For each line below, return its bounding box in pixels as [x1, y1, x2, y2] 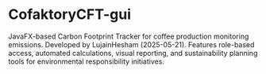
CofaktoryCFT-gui [8, 6, 132, 24]
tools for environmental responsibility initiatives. [8, 57, 165, 66]
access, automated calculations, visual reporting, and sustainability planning [8, 48, 258, 57]
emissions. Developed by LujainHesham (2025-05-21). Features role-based [8, 39, 255, 49]
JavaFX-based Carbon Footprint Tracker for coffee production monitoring [8, 31, 249, 41]
